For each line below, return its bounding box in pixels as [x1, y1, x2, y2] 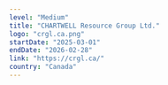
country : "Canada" [9, 63, 77, 72]
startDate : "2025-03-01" [9, 37, 101, 47]
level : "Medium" [9, 12, 69, 22]
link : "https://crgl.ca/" [9, 54, 104, 63]
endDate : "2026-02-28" [9, 46, 93, 55]
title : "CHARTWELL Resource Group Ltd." [9, 21, 161, 30]
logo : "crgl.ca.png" [9, 29, 86, 38]
